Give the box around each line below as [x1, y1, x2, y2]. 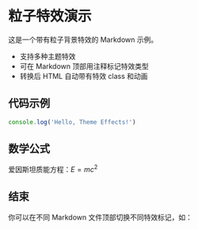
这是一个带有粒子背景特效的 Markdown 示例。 [8, 35, 158, 44]
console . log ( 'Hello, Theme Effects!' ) [8, 118, 136, 126]
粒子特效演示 [8, 7, 93, 25]
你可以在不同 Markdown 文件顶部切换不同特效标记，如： [8, 212, 192, 222]
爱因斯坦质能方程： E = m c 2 [8, 163, 98, 175]
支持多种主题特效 [19, 51, 76, 61]
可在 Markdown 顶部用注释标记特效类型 [19, 61, 149, 71]
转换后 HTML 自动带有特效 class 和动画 [19, 71, 148, 81]
